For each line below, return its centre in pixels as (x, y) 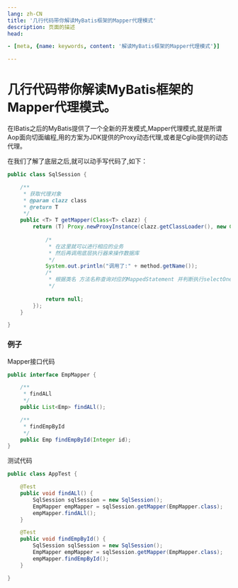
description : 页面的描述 (41, 27)
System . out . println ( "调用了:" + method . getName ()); (121, 266)
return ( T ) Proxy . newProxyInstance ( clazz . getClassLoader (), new (130, 227)
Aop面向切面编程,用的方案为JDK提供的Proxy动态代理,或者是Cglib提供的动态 (118, 137)
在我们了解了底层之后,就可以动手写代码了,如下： (78, 161)
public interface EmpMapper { (52, 375)
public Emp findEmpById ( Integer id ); (76, 439)
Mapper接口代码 (31, 361)
